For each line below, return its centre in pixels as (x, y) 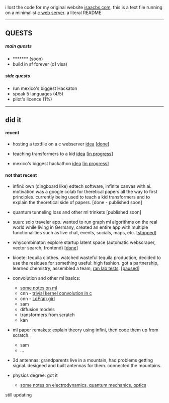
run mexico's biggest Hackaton (45, 88)
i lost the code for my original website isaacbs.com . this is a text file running (84, 7)
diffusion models (37, 310)
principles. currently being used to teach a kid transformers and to (81, 197)
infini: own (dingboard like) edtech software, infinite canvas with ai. (82, 186)
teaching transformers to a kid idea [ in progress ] (63, 154)
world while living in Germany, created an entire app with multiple (80, 227)
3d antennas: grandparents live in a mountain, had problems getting (83, 360)
